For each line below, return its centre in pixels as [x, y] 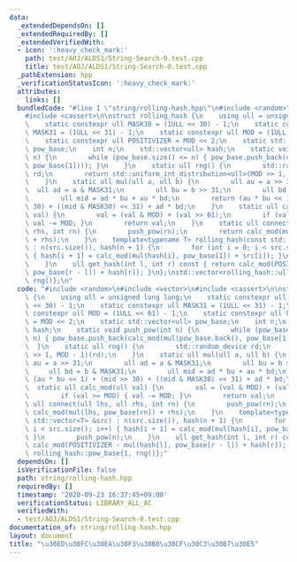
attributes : [39, 91]
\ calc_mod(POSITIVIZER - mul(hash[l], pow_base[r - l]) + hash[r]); [156, 445]
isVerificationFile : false [67, 470]
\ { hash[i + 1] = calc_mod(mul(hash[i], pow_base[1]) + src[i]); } [154, 256]
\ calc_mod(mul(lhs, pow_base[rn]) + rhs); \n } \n [124, 412]
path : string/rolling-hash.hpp [75, 478]
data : [19, 17]
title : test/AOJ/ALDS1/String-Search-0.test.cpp [116, 67]
